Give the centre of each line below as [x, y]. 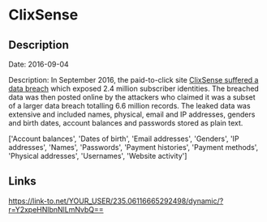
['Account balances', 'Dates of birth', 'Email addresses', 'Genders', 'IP [124, 139]
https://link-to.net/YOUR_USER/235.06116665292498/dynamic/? [116, 201]
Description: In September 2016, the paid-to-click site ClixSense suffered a [133, 80]
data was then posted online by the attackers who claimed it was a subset [132, 97]
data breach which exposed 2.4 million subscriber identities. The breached [134, 88]
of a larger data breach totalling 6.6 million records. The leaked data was [129, 106]
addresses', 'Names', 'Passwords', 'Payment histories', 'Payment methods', [133, 147]
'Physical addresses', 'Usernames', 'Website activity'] [98, 156]
